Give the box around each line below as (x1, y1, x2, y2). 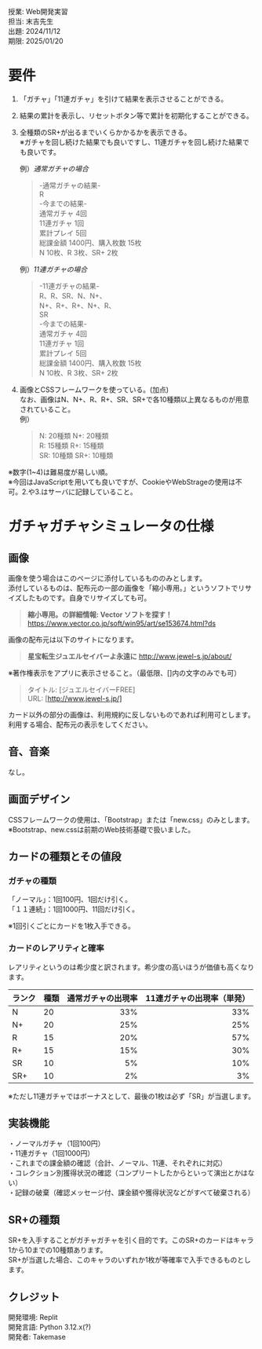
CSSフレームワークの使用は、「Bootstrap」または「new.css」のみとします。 (8, 815, 254, 824)
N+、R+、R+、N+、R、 (38, 301, 116, 310)
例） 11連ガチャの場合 (19, 264, 88, 273)
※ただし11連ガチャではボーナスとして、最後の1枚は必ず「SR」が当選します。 (8, 1091, 256, 1101)
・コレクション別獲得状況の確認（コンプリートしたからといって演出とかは (8, 1168, 249, 1178)
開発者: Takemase (8, 1332, 67, 1341)
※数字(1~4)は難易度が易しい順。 (8, 467, 112, 477)
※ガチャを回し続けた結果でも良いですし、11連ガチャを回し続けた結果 (19, 137, 243, 147)
